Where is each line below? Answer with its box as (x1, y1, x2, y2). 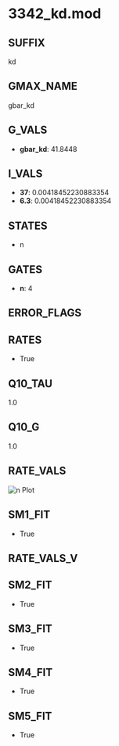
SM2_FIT (8, 578, 52, 592)
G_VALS (8, 124, 48, 137)
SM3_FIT (8, 622, 52, 636)
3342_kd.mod (8, 5, 102, 23)
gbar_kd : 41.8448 (19, 144, 78, 153)
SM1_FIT (8, 508, 51, 522)
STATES (8, 219, 49, 232)
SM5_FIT (8, 709, 52, 722)
